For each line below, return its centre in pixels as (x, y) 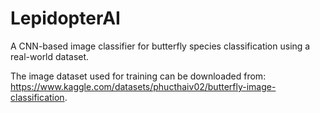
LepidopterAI (65, 18)
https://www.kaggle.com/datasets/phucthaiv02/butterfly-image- (143, 86)
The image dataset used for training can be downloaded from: (138, 76)
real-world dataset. (50, 56)
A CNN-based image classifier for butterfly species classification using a (160, 46)
